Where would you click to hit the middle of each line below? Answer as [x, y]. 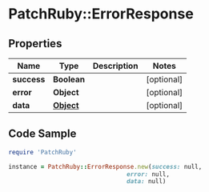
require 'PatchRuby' [43, 152]
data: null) [147, 182]
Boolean [69, 79]
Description [115, 66]
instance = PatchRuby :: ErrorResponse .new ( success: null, [105, 166]
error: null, [149, 174]
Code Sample [42, 134]
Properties [35, 44]
